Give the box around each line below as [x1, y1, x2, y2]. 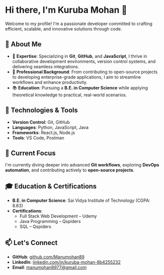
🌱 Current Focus [5, 149, 56, 157]
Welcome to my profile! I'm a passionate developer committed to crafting [5, 21, 153, 27]
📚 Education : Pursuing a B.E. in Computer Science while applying [12, 84, 148, 90]
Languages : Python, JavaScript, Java [12, 124, 89, 130]
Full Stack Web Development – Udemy [19, 213, 97, 219]
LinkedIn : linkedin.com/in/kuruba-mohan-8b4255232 [12, 259, 121, 265]
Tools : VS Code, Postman [12, 135, 65, 140]
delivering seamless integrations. [12, 63, 80, 69]
